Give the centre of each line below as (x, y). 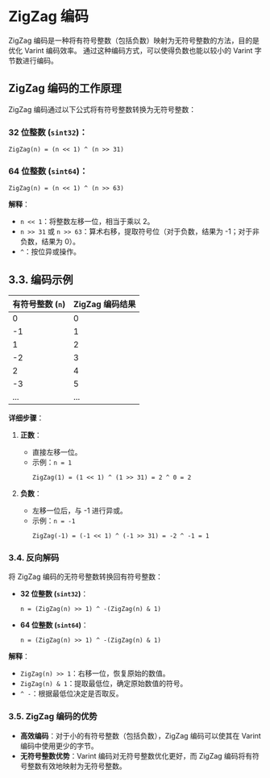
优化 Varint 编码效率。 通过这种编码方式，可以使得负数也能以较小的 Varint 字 (135, 50)
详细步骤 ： (26, 418)
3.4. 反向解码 (34, 558)
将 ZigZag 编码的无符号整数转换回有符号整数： (85, 576)
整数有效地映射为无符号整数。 (77, 766)
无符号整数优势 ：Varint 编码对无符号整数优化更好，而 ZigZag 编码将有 (136, 755)
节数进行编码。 (33, 60)
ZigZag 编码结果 (105, 305)
